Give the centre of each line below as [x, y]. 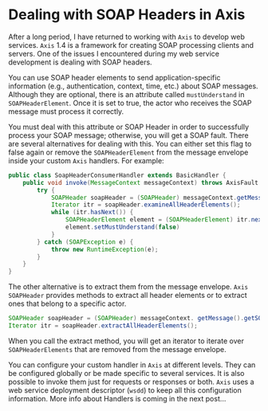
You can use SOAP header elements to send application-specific [114, 77]
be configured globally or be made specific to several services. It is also [126, 373]
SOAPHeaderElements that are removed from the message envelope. [117, 349]
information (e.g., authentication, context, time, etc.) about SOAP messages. [133, 86]
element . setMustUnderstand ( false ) [122, 227]
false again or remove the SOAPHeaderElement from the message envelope [128, 152]
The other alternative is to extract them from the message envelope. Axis [128, 287]
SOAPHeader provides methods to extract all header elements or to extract [128, 296]
